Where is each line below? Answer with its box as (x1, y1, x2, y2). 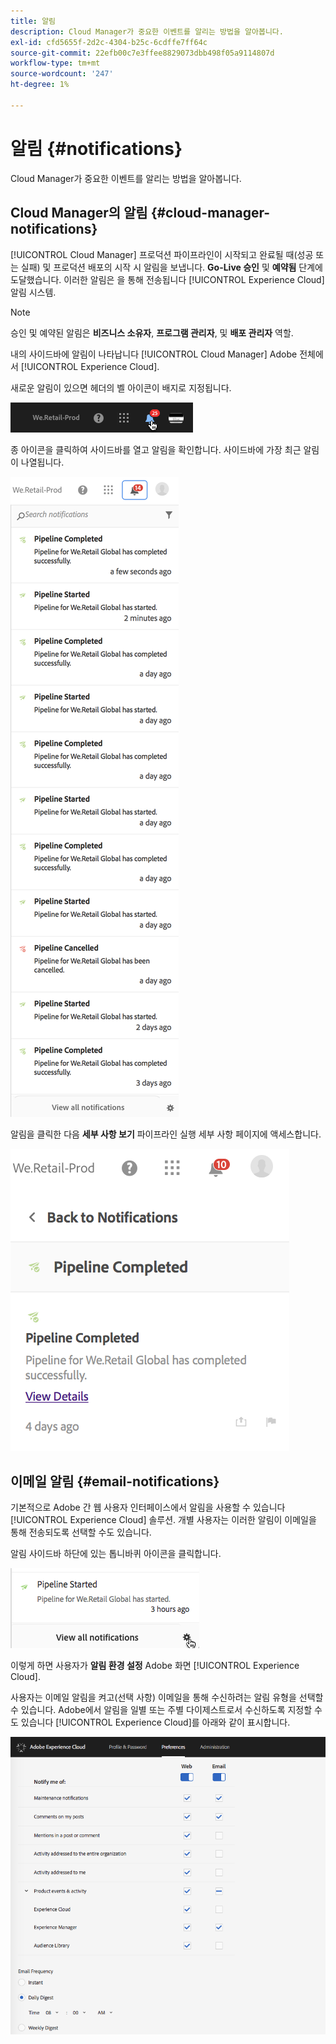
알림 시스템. (10, 286, 57, 298)
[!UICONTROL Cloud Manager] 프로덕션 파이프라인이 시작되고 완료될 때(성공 (10, 248, 314, 260)
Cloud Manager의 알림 (10, 205, 148, 222)
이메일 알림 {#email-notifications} (10, 1473, 220, 1490)
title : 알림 (10, 16, 57, 26)
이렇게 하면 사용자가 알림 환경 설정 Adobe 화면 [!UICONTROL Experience (10, 1660, 300, 1672)
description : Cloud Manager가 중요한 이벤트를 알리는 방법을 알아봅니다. (10, 26, 284, 37)
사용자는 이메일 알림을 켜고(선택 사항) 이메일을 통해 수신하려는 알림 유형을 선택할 (10, 1691, 324, 1704)
